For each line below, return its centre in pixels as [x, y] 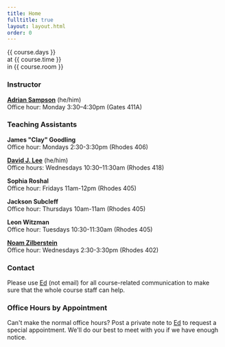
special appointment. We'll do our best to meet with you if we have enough [113, 330]
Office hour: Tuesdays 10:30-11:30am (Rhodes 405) [80, 229]
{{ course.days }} [32, 52]
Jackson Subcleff [33, 201]
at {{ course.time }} [34, 60]
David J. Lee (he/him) [38, 160]
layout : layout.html [37, 26]
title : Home [24, 13]
